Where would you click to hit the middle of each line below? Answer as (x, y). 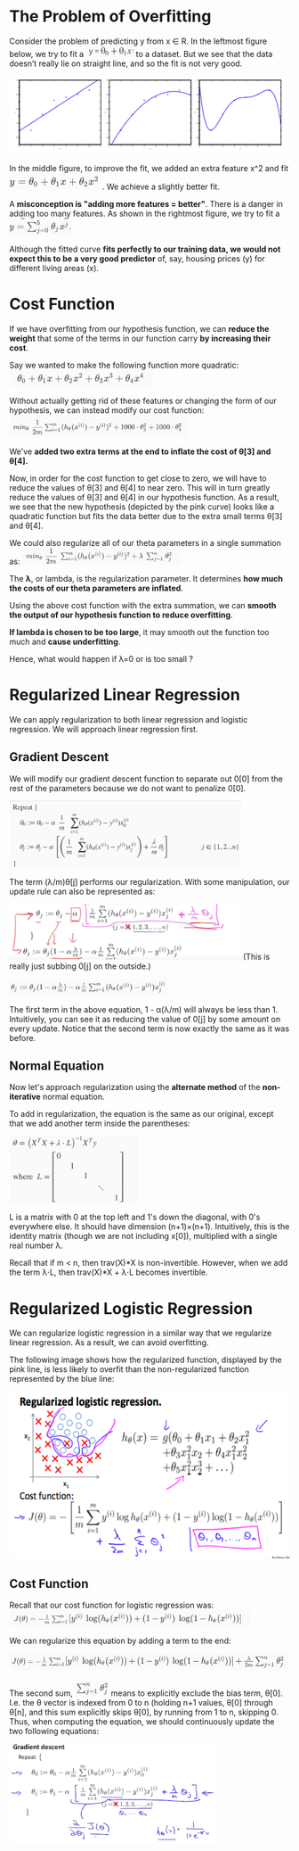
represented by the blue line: (62, 1379)
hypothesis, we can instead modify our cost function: (107, 410)
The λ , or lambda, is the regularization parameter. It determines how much (146, 578)
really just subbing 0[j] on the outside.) (80, 966)
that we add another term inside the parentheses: (100, 1124)
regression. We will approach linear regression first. (104, 729)
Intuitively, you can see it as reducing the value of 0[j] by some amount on (145, 1019)
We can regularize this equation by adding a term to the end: (120, 1641)
